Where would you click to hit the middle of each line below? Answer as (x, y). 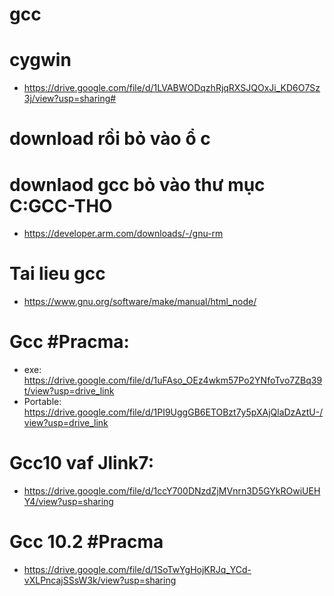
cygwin (40, 60)
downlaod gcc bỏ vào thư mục (137, 184)
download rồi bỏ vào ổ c (110, 139)
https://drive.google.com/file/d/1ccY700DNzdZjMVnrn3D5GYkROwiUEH (172, 491)
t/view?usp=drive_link (69, 391)
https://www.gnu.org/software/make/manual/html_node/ (140, 302)
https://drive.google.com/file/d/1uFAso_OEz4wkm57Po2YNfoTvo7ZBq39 (173, 380)
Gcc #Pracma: (69, 342)
